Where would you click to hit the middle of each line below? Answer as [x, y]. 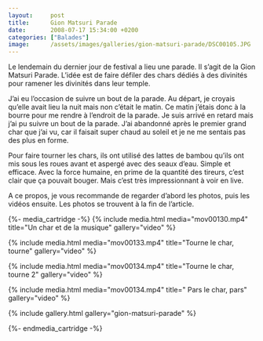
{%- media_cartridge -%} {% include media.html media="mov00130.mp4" [128, 219]
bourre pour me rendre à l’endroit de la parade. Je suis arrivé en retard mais [131, 115]
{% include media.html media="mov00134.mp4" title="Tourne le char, [121, 267]
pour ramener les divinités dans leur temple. [79, 84]
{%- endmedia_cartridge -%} [56, 328]
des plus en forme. [38, 140]
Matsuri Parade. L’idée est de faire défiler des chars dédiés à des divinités [128, 75]
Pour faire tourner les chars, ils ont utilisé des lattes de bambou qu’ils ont [126, 156]
